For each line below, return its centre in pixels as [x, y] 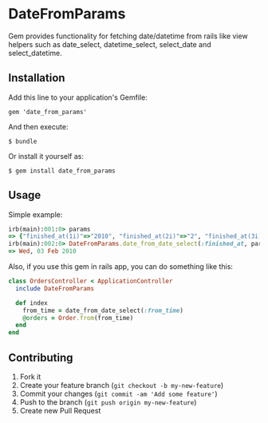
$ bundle [23, 141]
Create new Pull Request [60, 411]
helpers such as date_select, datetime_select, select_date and [110, 44]
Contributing [41, 357]
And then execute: [38, 127]
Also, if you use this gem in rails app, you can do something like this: [121, 267]
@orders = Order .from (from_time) [78, 318]
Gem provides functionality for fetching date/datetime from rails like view [128, 36]
